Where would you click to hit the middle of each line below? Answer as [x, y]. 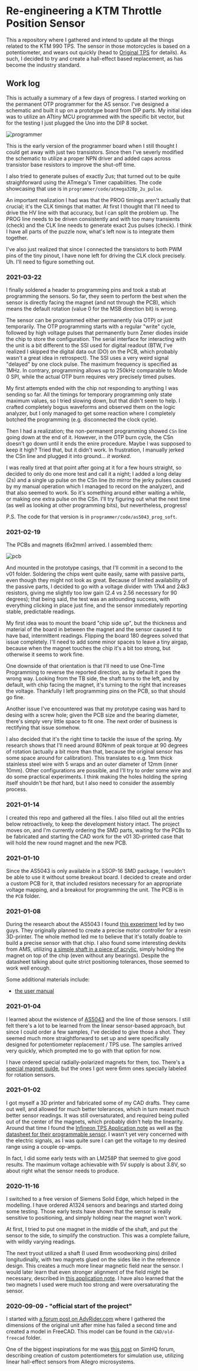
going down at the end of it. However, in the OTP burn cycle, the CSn [90, 437]
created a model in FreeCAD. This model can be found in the [80, 1331]
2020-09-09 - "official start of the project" [69, 1306]
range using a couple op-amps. [44, 1146]
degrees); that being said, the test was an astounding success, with [88, 599]
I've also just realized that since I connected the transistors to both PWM [94, 249]
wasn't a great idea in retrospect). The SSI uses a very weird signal [88, 358]
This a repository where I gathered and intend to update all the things [90, 40]
